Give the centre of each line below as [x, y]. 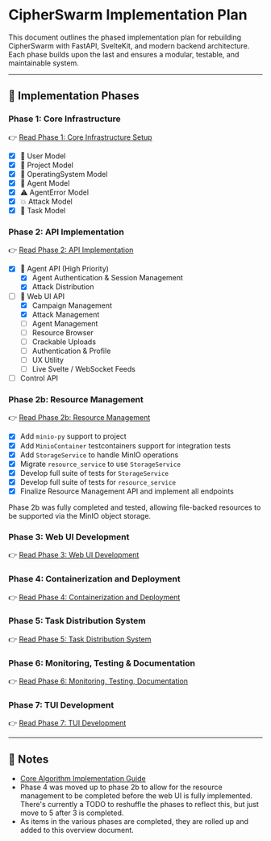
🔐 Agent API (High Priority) [64, 269]
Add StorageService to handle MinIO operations [99, 455]
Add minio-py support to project [73, 436]
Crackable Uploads [64, 342]
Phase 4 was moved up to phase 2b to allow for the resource [121, 787]
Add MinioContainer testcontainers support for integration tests [125, 445]
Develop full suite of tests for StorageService [94, 473]
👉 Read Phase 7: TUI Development [67, 723]
